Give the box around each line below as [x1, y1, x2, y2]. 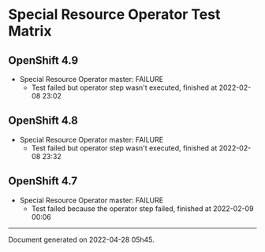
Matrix [8, 22, 52, 40]
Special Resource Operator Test [8, 6, 221, 24]
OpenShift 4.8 [8, 114, 79, 128]
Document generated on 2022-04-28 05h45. [8, 235, 155, 244]
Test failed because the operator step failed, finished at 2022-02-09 [31, 203, 254, 213]
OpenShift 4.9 [8, 54, 79, 67]
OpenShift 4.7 [8, 175, 77, 188]
